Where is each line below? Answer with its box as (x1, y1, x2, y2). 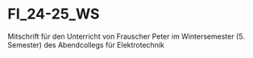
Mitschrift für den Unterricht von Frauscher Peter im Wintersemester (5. (7, 31, 245, 41)
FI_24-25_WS (7, 5, 100, 23)
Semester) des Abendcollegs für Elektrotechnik (7, 39, 164, 49)
